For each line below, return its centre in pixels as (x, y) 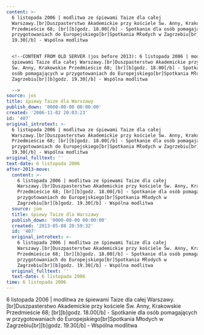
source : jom (27, 209)
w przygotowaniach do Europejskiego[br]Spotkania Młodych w (85, 319)
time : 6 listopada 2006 (36, 282)
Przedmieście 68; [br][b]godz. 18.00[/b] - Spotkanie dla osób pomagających (102, 313)
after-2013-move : (28, 169)
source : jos (21, 96)
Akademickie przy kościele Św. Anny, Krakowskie (119, 306)
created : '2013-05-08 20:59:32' (53, 226)
